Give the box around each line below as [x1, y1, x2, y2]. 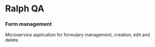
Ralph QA [5, 3, 45, 14]
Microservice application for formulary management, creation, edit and [5, 32, 150, 38]
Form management [5, 21, 52, 28]
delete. [5, 37, 19, 43]
